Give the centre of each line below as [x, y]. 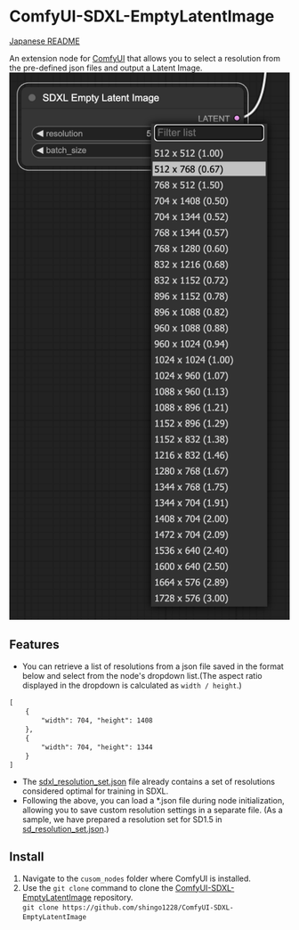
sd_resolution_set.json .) [65, 828]
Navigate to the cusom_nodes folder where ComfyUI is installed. [137, 878]
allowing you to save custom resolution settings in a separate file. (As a [152, 810]
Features [34, 644]
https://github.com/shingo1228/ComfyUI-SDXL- [148, 907]
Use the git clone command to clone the [97, 887]
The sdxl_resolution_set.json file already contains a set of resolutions [149, 781]
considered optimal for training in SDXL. [95, 791]
